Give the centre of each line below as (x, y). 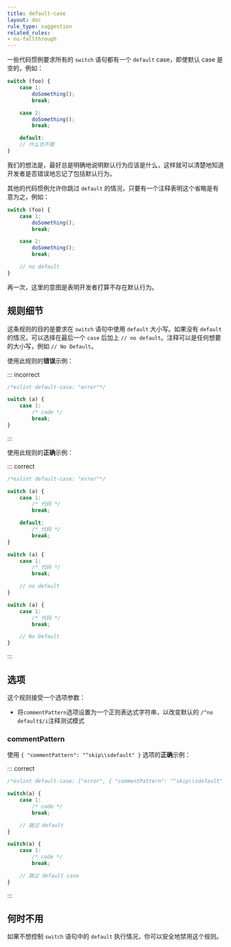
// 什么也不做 (37, 145)
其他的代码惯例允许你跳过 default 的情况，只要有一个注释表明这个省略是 (110, 188)
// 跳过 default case (49, 875)
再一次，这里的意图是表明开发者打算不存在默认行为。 (82, 287)
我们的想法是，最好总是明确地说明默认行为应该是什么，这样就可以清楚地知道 (115, 165)
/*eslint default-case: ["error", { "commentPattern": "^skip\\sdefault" (115, 781)
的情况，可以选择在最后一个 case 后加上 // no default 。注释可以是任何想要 (114, 337)
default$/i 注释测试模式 (51, 721)
